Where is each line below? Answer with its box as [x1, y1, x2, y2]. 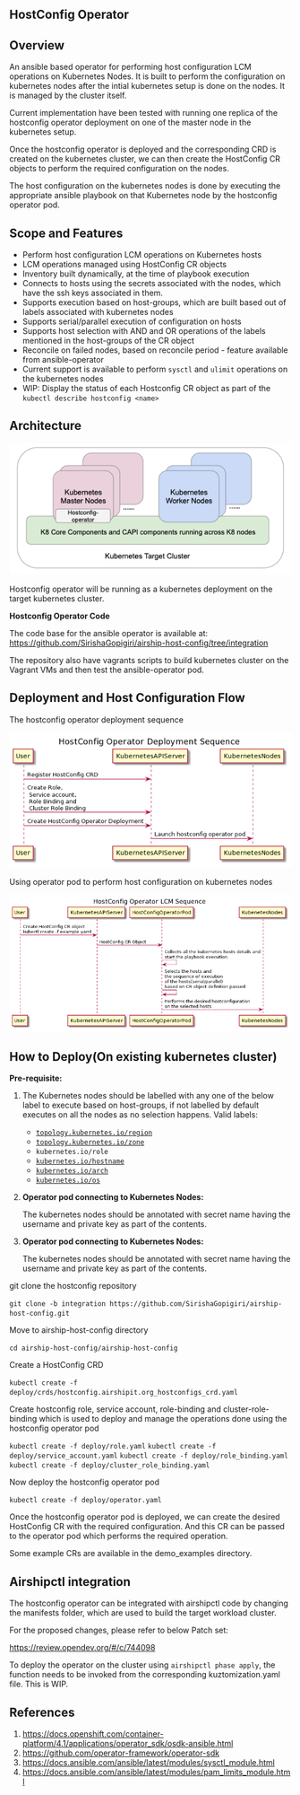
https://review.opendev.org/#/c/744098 [9, 1642, 156, 1653]
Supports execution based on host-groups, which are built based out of [21, 297, 287, 308]
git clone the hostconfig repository [9, 1281, 137, 1292]
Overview [9, 38, 65, 53]
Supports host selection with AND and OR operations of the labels [21, 326, 266, 337]
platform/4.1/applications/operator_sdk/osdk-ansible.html [21, 1738, 234, 1749]
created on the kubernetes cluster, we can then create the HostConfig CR [9, 153, 280, 164]
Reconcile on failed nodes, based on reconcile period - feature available [21, 345, 288, 355]
